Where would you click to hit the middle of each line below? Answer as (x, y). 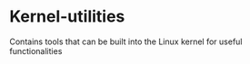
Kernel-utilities (67, 17)
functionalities (36, 50)
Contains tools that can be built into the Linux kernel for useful (126, 41)
